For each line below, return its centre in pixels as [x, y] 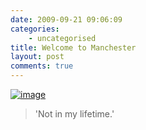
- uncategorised [62, 38]
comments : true [42, 66]
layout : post [37, 57]
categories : [35, 29]
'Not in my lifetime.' [74, 114]
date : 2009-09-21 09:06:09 [66, 19]
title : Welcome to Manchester [73, 47]
